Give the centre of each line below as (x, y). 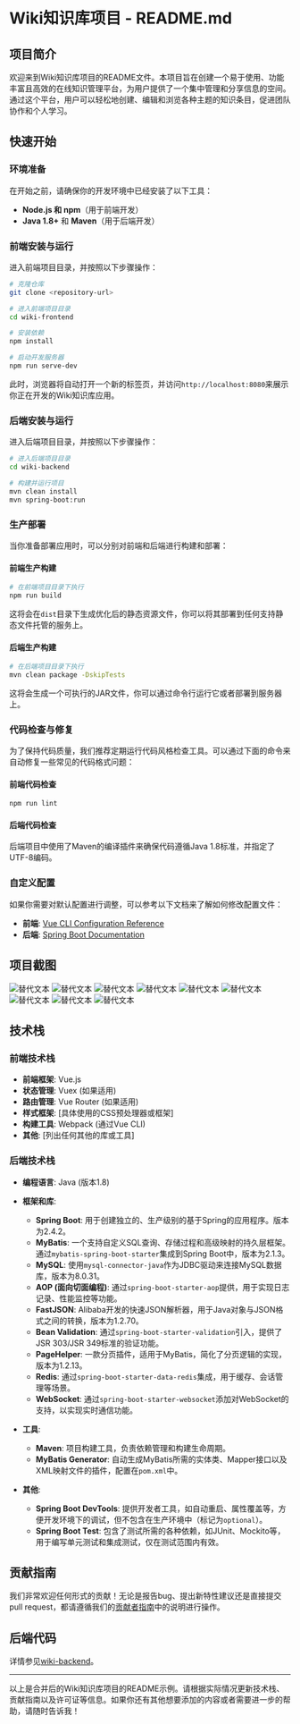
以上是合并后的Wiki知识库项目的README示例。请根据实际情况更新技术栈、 (147, 1689)
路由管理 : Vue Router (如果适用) (80, 1102)
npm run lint (33, 804)
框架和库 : (39, 1201)
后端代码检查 (33, 824)
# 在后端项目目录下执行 (47, 667)
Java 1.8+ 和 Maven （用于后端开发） (91, 221)
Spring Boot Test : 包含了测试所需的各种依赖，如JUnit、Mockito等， (160, 1531)
